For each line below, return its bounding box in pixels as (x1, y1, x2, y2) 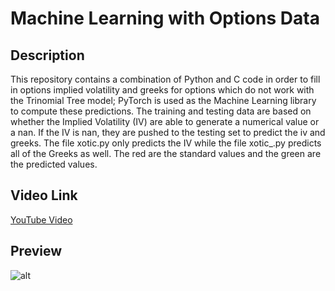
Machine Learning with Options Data (10, 7, 320, 30)
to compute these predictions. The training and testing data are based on (10, 105, 312, 117)
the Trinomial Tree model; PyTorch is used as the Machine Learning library (10, 95, 317, 106)
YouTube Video (10, 213, 73, 226)
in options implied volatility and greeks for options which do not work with (10, 84, 315, 96)
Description (10, 47, 85, 64)
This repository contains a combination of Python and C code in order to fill (10, 73, 321, 85)
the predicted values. (10, 158, 98, 170)
